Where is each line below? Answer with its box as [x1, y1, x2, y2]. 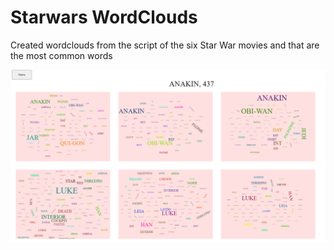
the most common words [10, 49, 113, 61]
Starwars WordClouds [10, 6, 198, 29]
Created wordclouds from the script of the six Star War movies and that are [10, 39, 320, 51]
